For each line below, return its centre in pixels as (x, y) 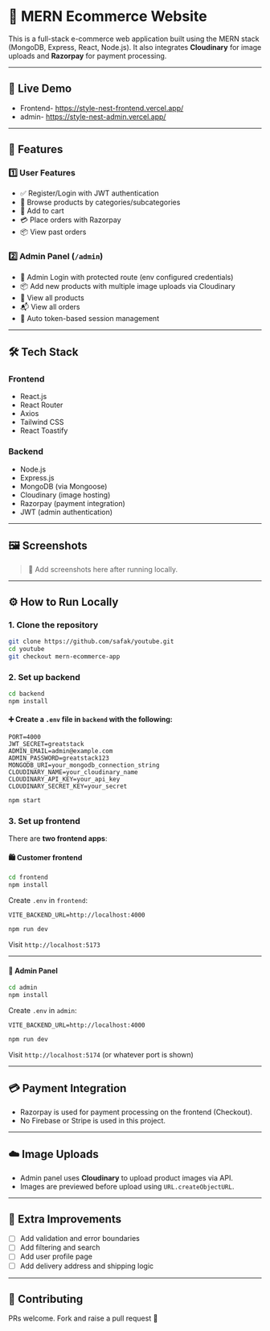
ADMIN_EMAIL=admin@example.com (61, 752)
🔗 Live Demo (40, 89)
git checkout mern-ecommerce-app (64, 656)
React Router (41, 405)
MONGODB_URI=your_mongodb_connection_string (84, 765)
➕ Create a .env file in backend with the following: (90, 719)
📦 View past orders (53, 232)
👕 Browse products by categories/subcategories (100, 202)
